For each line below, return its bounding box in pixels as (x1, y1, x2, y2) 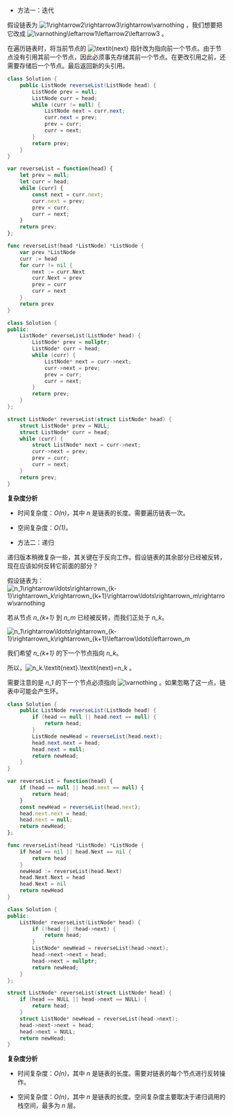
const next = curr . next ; (32, 191, 104, 198)
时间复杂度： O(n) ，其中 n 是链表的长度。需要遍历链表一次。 (17, 509, 189, 517)
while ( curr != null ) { (32, 101, 101, 108)
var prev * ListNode (19, 248, 76, 255)
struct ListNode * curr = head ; (19, 429, 110, 436)
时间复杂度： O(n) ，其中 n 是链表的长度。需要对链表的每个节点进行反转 (17, 1069, 220, 1078)
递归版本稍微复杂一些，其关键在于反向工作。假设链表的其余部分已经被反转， (7, 552, 226, 561)
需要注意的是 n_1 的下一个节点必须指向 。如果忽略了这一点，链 (7, 678, 226, 686)
